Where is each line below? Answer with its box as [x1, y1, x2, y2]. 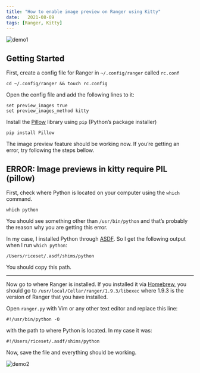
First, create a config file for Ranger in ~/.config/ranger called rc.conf [6, 69, 180, 76]
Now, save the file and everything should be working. [6, 349, 137, 356]
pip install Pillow [6, 130, 55, 136]
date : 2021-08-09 [6, 14, 55, 20]
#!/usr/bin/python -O [6, 316, 60, 322]
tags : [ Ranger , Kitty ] [6, 20, 62, 26]
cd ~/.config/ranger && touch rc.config [6, 81, 108, 87]
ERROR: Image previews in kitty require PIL [6, 164, 168, 174]
